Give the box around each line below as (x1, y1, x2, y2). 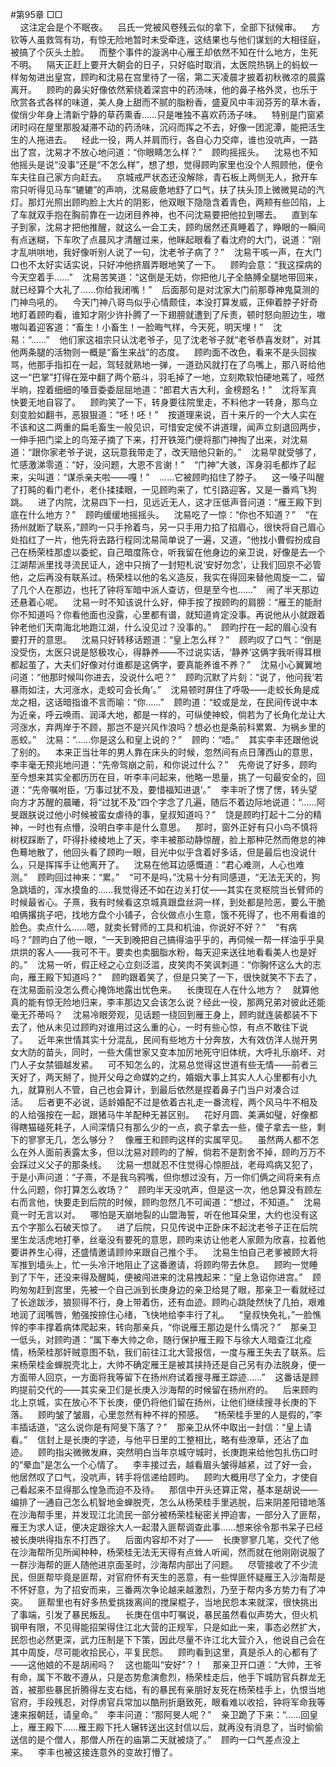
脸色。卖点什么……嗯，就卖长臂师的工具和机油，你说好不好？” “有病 (10, 921, 298, 933)
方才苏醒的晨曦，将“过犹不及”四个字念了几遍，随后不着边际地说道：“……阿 (18, 796, 326, 808)
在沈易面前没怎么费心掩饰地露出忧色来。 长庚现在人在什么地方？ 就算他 (10, 984, 320, 995)
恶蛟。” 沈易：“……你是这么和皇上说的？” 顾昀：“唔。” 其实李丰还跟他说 (10, 734, 320, 745)
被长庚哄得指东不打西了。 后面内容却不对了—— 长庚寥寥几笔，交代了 (10, 1534, 311, 1545)
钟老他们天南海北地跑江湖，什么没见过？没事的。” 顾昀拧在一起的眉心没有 (10, 621, 318, 633)
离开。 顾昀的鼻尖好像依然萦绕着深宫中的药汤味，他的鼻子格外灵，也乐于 (10, 84, 318, 95)
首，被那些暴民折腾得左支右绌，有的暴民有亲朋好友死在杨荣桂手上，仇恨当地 (10, 1684, 326, 1695)
